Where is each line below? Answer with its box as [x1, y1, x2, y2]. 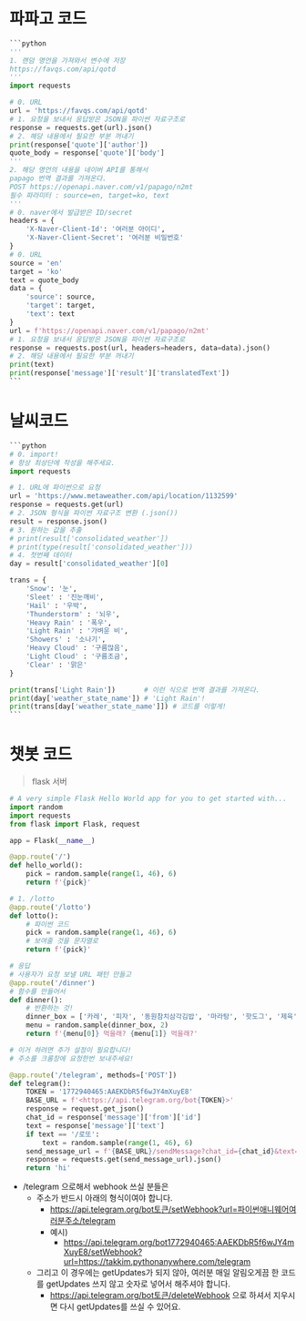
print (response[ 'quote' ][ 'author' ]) [9, 140, 148, 149]
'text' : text [25, 310, 76, 319]
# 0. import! [9, 450, 59, 459]
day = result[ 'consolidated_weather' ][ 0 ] [9, 559, 169, 569]
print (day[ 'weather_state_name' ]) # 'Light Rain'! [9, 694, 206, 703]
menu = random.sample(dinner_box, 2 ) [25, 1021, 169, 1030]
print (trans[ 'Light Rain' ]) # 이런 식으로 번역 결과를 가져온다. [9, 685, 260, 695]
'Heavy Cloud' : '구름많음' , [25, 644, 129, 653]
